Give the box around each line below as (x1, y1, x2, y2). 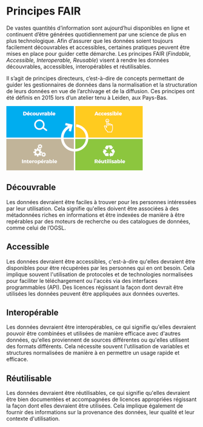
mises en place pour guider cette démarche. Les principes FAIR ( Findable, (6, 50, 191, 57)
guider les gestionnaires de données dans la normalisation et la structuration (6, 81, 198, 88)
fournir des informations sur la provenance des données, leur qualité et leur (6, 409, 195, 416)
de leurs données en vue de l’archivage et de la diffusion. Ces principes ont (6, 87, 195, 94)
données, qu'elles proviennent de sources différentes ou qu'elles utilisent (6, 336, 190, 343)
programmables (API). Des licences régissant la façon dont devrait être (6, 283, 184, 291)
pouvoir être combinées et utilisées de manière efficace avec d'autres (6, 330, 181, 337)
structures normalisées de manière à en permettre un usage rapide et (6, 349, 180, 357)
